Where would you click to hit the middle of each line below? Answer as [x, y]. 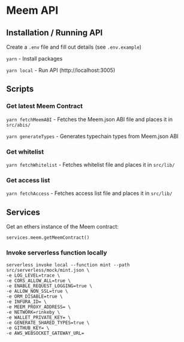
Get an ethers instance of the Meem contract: [62, 227]
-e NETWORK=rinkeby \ [33, 313]
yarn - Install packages [34, 58]
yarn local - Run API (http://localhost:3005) [61, 70]
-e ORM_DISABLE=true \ [34, 297]
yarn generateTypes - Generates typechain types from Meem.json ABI [92, 136]
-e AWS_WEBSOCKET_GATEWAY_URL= [45, 334]
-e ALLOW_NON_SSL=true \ [37, 292]
